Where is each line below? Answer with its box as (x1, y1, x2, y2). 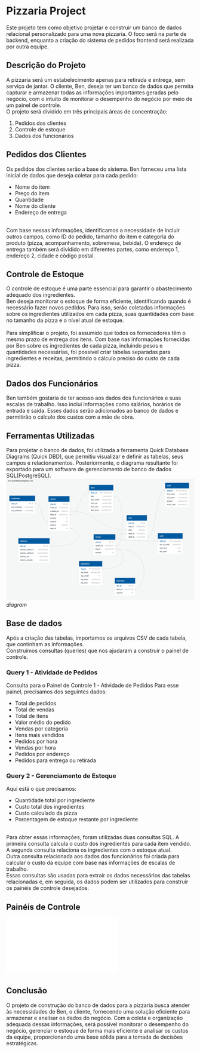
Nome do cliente (14, 202, 56, 210)
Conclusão (6, 986, 48, 996)
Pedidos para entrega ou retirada (14, 757, 97, 764)
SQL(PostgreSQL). (6, 472, 52, 479)
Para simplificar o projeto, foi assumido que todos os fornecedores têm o (6, 330, 186, 337)
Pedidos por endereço (14, 750, 70, 757)
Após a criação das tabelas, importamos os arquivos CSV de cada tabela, (6, 634, 187, 641)
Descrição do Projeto (6, 60, 86, 70)
